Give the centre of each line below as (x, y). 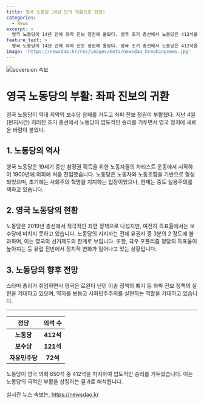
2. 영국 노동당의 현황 (42, 210)
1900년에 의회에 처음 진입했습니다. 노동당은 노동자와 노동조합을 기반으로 (98, 174)
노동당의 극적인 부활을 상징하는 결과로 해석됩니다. (65, 381)
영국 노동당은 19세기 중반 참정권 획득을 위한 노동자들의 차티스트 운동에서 (92, 166)
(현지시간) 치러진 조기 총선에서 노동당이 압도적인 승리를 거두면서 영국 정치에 (96, 122)
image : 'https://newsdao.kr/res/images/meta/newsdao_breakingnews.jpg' (99, 52)
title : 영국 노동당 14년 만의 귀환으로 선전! (56, 12)
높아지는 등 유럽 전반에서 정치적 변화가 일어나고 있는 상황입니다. (82, 249)
